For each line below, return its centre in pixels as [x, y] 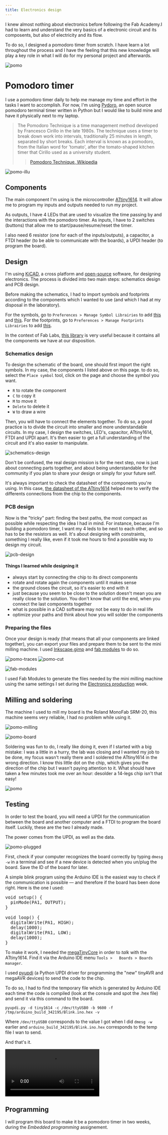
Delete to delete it [31, 407]
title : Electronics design [33, 10]
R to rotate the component [39, 391]
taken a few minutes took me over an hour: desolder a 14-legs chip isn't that [84, 774]
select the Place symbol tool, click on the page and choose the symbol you [82, 375]
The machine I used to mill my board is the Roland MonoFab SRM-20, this [81, 712]
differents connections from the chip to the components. [63, 494]
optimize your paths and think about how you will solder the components [88, 614]
